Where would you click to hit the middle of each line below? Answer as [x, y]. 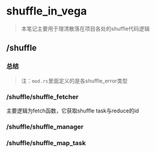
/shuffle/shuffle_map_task [46, 143]
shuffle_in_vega [47, 11]
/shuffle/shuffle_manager [45, 126]
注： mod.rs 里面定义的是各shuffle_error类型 [74, 80]
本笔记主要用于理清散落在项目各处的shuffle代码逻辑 [85, 28]
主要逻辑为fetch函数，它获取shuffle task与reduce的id [73, 111]
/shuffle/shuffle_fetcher [42, 97]
